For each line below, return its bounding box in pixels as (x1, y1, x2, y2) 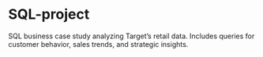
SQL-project (8, 5, 90, 23)
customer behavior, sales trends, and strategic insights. (8, 39, 189, 48)
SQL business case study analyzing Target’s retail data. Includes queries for (8, 31, 255, 41)
